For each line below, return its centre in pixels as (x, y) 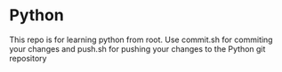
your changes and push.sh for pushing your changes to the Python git (137, 48)
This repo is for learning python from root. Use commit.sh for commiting (141, 40)
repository (28, 58)
